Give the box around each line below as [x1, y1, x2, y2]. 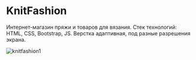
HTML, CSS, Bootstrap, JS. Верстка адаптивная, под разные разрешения [6, 29, 191, 36]
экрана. [6, 36, 26, 43]
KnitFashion [6, 4, 67, 18]
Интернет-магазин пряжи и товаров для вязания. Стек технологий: [6, 24, 177, 31]
